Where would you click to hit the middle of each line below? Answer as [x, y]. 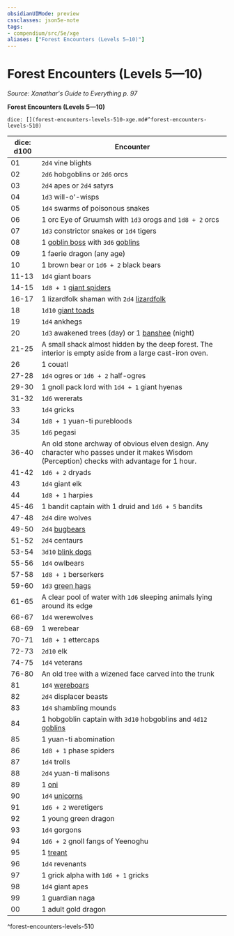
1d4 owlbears [63, 564]
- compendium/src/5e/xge [43, 33]
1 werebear [60, 628]
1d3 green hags [67, 586]
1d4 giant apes [65, 886]
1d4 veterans [62, 663]
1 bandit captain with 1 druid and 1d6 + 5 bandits [122, 506]
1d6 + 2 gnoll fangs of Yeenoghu [95, 841]
